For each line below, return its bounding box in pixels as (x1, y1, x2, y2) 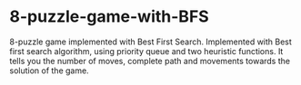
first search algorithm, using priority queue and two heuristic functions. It (9, 45, 284, 56)
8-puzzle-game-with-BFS (9, 6, 209, 27)
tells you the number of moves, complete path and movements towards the (9, 55, 291, 66)
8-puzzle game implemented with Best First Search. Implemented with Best (9, 36, 293, 47)
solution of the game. (9, 65, 89, 76)
